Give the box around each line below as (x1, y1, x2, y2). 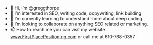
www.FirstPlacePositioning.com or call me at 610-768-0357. (10, 34, 136, 40)
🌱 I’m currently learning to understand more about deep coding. (10, 16, 144, 21)
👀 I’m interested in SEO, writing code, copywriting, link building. (10, 10, 143, 16)
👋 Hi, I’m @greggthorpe (10, 5, 59, 11)
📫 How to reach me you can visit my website (10, 27, 105, 32)
